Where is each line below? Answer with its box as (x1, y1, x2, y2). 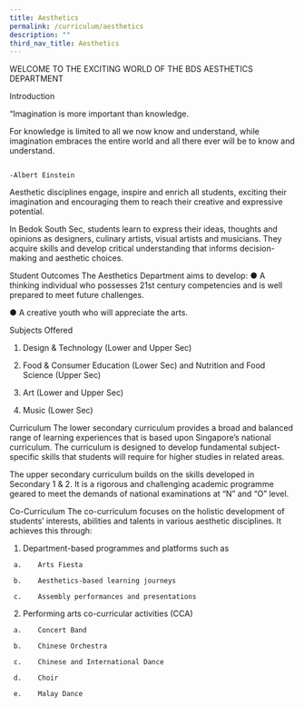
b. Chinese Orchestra (13, 642, 107, 651)
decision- (239, 243, 275, 254)
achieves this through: (9, 525, 93, 536)
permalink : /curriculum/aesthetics (9, 22, 144, 31)
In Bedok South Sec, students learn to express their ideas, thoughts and (9, 224, 279, 234)
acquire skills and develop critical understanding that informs (9, 243, 238, 254)
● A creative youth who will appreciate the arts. (9, 307, 189, 318)
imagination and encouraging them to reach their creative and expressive (9, 196, 283, 207)
